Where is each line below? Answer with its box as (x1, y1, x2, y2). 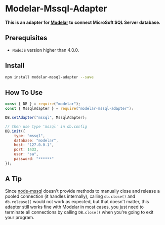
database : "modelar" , (14, 138, 58, 143)
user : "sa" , (14, 152, 39, 157)
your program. (5, 214, 35, 220)
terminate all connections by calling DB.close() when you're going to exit (5, 209, 154, 215)
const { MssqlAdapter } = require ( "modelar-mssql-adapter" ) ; (5, 106, 134, 111)
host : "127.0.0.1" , (14, 143, 54, 148)
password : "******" (14, 156, 54, 161)
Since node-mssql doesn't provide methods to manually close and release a (5, 188, 160, 194)
